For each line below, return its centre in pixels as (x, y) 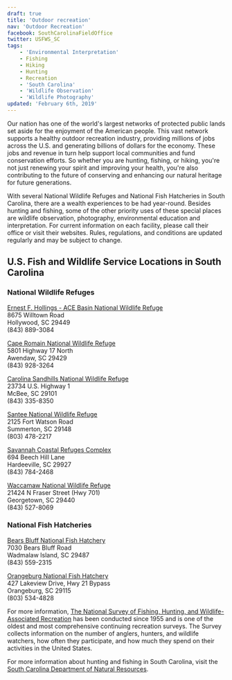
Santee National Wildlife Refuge (53, 414)
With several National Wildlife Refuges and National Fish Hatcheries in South (116, 195)
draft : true (24, 14)
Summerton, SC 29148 (39, 429)
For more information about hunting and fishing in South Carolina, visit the (113, 661)
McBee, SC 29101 (32, 393)
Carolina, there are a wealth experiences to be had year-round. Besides (109, 203)
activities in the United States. (50, 648)
